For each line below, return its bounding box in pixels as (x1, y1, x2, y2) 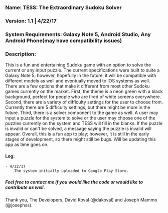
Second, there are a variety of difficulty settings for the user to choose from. (5, 99, 163, 105)
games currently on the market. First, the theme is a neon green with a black (5, 88, 163, 94)
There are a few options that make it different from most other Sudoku (5, 83, 150, 89)
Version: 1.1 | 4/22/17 (5, 17, 57, 24)
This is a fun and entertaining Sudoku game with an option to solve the (5, 62, 151, 68)
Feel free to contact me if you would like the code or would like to (5, 179, 143, 185)
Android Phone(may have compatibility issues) (5, 37, 122, 44)
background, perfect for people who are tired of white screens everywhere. (5, 94, 161, 100)
